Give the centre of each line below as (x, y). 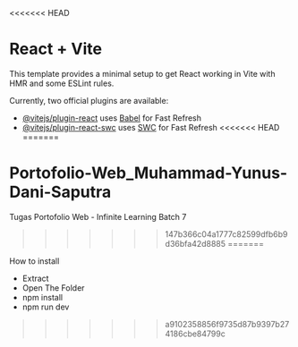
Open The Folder (53, 288)
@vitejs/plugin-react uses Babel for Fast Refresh (112, 118)
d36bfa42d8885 (196, 243)
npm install (43, 297)
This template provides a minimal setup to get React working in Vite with (142, 73)
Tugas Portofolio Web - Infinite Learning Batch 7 (98, 216)
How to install (34, 261)
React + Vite (56, 49)
